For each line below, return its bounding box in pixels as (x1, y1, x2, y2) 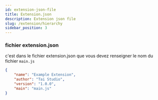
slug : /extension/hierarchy (5, 21, 63, 26)
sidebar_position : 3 (5, 26, 48, 31)
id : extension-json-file (5, 7, 56, 12)
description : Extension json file (5, 16, 76, 21)
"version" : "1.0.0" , (14, 82, 56, 87)
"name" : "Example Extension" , (14, 72, 76, 77)
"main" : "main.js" (14, 86, 52, 91)
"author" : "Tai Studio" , (14, 77, 65, 82)
